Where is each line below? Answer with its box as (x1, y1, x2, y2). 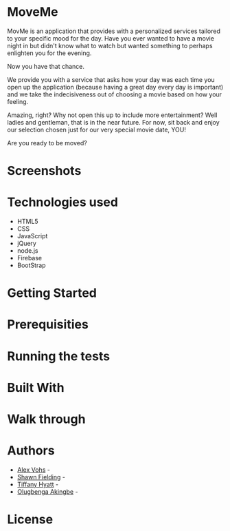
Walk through (7, 411, 86, 427)
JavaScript (16, 232, 48, 240)
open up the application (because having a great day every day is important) (7, 83, 224, 91)
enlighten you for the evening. (7, 49, 92, 57)
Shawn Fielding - (16, 472, 66, 481)
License (7, 512, 54, 528)
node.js (16, 247, 39, 255)
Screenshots (7, 163, 82, 179)
